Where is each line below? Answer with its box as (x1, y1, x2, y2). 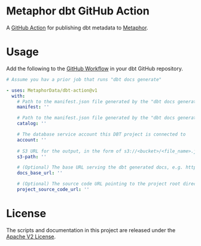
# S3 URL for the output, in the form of (17, 148, 121, 154)
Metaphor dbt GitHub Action (6, 4, 150, 18)
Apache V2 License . (6, 233, 56, 240)
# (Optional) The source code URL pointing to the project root (17, 181, 181, 187)
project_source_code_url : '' (17, 187, 90, 193)
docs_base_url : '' (17, 170, 63, 176)
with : (11, 93, 26, 99)
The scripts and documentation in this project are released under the (6, 226, 176, 233)
